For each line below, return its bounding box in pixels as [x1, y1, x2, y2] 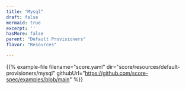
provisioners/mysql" [6, 69, 56, 77]
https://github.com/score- [85, 69, 149, 77]
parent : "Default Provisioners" [6, 36, 86, 42]
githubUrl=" [56, 69, 85, 77]
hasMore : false [6, 31, 44, 37]
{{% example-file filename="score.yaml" [6, 63, 105, 70]
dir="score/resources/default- [106, 63, 181, 70]
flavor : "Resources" [6, 42, 57, 48]
